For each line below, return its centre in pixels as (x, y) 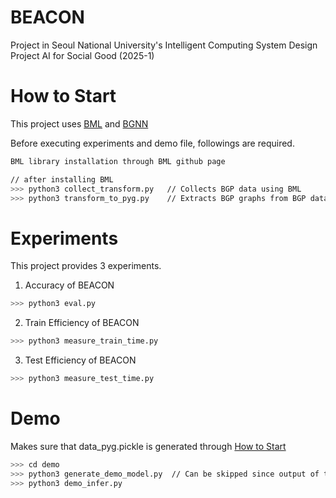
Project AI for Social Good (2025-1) (82, 55)
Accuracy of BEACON (69, 285)
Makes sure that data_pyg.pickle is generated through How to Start (148, 446)
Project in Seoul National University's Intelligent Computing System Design (164, 45)
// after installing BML (62, 179)
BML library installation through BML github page (118, 161)
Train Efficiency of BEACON (82, 323)
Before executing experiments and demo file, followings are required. (152, 143)
